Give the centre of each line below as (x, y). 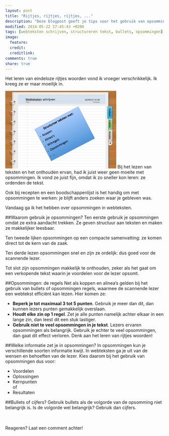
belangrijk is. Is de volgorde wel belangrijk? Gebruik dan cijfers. (71, 408)
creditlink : (22, 53)
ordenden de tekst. (25, 183)
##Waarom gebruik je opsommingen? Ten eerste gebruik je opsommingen (82, 217)
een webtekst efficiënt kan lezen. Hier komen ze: (56, 294)
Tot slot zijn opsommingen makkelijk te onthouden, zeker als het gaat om (81, 268)
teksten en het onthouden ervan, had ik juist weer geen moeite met (75, 172)
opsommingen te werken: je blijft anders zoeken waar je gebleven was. (79, 198)
